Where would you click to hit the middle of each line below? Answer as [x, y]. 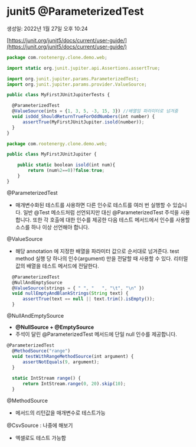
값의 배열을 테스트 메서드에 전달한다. [57, 266]
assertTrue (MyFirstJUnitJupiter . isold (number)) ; [83, 122]
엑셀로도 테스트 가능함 [41, 438]
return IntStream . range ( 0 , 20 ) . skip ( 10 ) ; [74, 384]
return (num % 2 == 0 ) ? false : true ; [66, 171]
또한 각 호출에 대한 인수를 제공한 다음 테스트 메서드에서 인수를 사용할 [112, 220]
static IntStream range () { [47, 379]
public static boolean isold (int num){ [66, 165]
